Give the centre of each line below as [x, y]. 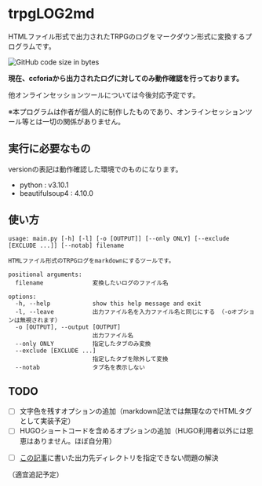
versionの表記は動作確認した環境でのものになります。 [95, 169]
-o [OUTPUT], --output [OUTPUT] [68, 327]
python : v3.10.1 [44, 185]
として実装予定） [47, 421]
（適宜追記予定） [36, 474]
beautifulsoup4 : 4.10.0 [56, 193]
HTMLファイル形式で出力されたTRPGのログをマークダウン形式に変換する [127, 36]
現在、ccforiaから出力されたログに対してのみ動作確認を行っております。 [126, 78]
